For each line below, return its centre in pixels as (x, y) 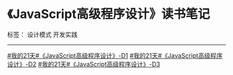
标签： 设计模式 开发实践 (42, 34)
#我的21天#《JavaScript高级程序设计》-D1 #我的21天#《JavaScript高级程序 (115, 55)
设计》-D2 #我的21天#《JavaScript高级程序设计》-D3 (84, 64)
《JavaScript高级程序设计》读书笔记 (109, 14)
